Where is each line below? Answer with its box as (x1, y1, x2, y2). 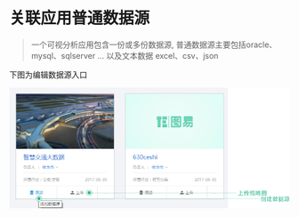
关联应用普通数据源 (9, 8, 150, 28)
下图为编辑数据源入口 (9, 69, 87, 80)
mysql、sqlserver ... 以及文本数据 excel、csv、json (30, 50, 219, 61)
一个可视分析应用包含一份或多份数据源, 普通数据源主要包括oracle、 (30, 39, 278, 50)
